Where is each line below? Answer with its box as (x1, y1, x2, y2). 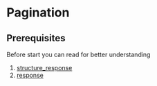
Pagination (6, 5, 70, 21)
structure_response (16, 64, 73, 72)
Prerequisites (6, 32, 66, 44)
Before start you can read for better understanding (6, 50, 151, 58)
